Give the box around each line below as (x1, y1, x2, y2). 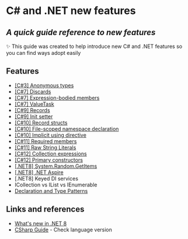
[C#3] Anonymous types (14, 82, 74, 89)
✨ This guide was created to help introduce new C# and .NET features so (6, 43, 183, 50)
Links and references (6, 205, 85, 214)
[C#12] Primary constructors (14, 156, 83, 163)
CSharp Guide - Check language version (14, 226, 113, 233)
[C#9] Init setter (14, 113, 53, 120)
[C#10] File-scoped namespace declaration (14, 125, 119, 132)
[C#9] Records (14, 106, 51, 113)
